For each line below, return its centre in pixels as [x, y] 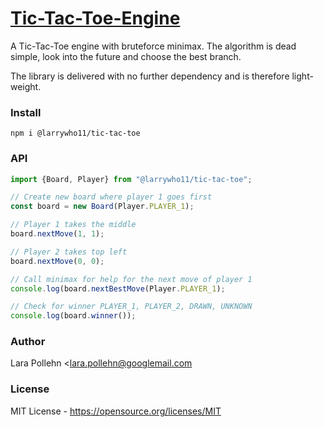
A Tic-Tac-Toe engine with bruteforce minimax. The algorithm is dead [153, 46]
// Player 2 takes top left [69, 252]
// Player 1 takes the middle [73, 225]
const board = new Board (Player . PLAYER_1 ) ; [102, 207]
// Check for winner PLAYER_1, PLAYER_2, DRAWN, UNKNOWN [131, 307]
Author [28, 342]
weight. [26, 86]
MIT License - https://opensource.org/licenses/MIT [116, 411]
